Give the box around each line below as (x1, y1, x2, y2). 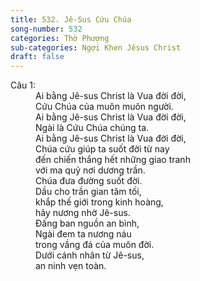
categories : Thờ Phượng (10, 33, 110, 43)
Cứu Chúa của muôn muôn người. (35, 101, 174, 113)
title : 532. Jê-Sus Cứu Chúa (10, 14, 132, 25)
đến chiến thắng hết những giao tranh (35, 154, 191, 166)
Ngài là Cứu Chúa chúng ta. (35, 122, 150, 134)
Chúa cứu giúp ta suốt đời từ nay (35, 143, 170, 155)
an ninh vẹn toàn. (35, 260, 107, 272)
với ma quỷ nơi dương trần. (35, 164, 146, 176)
